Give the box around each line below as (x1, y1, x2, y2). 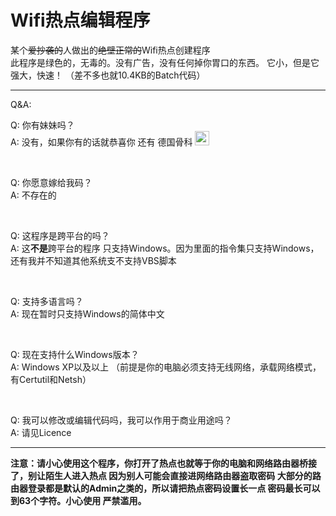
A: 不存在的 (10, 189, 57, 201)
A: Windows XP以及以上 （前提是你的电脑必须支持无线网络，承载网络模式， (10, 361, 322, 373)
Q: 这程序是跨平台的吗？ (10, 229, 110, 241)
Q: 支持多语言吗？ (10, 295, 84, 307)
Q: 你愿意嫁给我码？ (10, 176, 93, 188)
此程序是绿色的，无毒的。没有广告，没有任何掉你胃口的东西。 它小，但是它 (10, 56, 320, 68)
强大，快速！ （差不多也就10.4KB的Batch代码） (10, 69, 206, 81)
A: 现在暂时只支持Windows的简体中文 (10, 307, 165, 320)
